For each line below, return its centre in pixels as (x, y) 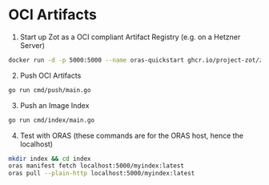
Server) (32, 45)
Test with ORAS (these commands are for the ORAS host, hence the (132, 135)
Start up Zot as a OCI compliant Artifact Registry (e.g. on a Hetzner (130, 37)
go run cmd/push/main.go (50, 90)
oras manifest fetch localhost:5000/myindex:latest (96, 166)
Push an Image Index (54, 105)
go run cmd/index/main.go (51, 120)
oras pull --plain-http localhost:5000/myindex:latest (102, 174)
